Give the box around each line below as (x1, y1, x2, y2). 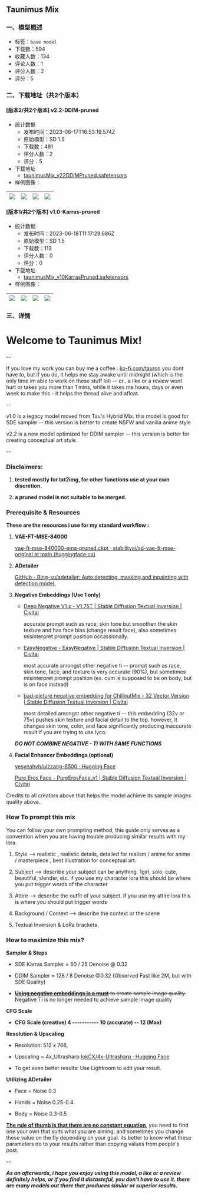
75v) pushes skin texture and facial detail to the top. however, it (23, 716, 178, 724)
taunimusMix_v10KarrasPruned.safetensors (23, 273, 128, 280)
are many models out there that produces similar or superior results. (6, 1182, 178, 1189)
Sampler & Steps (6, 949, 48, 956)
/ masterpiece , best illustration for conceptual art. (14, 857, 137, 864)
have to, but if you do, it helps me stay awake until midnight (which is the (6, 371, 183, 378)
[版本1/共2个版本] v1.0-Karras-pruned (6, 209, 100, 216)
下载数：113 (23, 245, 52, 252)
